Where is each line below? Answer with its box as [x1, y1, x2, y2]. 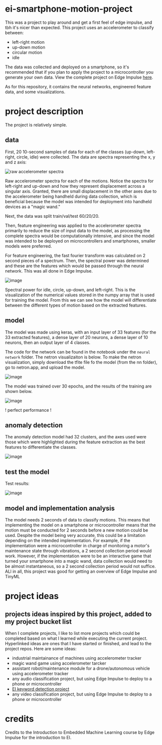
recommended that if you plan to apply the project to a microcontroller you [5, 69, 154, 75]
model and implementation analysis [5, 504, 115, 512]
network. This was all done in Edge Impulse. [5, 268, 93, 274]
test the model [5, 468, 50, 476]
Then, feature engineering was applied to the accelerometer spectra [5, 222, 141, 228]
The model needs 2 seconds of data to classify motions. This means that [5, 517, 150, 522]
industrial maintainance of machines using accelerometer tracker [12, 655, 142, 661]
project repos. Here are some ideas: [5, 646, 76, 651]
